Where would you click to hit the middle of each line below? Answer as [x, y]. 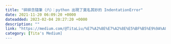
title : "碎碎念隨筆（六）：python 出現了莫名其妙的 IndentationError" [74, 10]
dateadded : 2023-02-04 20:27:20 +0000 [46, 19]
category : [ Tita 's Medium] [34, 33]
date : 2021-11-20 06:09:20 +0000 [41, 15]
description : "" [22, 24]
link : [11, 29]
